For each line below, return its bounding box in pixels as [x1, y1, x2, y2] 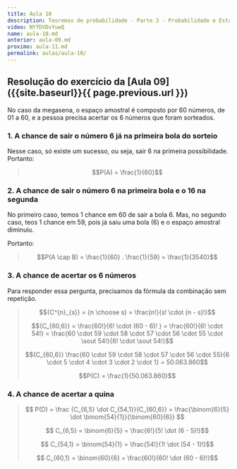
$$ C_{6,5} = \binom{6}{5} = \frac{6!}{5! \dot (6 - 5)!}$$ [45, 426, 209, 434]
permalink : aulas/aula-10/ [7, 50, 87, 57]
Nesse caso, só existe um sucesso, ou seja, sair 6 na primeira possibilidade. [7, 146, 229, 155]
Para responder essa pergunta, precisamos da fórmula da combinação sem [7, 287, 227, 295]
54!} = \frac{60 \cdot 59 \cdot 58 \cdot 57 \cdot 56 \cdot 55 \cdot [31, 329, 224, 338]
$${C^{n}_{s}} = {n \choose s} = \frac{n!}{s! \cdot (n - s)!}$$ [39, 308, 216, 316]
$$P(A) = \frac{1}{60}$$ [91, 167, 164, 177]
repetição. [7, 294, 37, 302]
